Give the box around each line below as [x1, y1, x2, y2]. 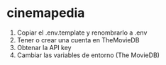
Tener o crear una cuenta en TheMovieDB [16, 35, 140, 44]
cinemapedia [6, 5, 85, 21]
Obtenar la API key [16, 43, 72, 52]
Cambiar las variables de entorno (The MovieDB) [16, 51, 160, 59]
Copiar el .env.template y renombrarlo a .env [16, 28, 148, 37]
